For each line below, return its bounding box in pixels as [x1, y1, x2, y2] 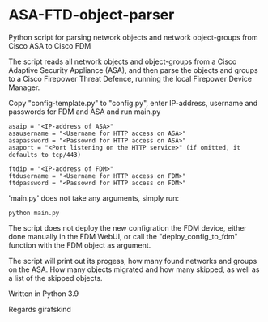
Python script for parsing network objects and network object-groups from [8, 32, 258, 42]
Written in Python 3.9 [8, 289, 79, 299]
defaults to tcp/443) [8, 150, 82, 159]
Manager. [8, 83, 40, 92]
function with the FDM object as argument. [8, 240, 151, 250]
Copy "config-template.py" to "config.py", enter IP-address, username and [8, 98, 257, 108]
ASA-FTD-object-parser [8, 6, 175, 24]
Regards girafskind [8, 304, 71, 314]
